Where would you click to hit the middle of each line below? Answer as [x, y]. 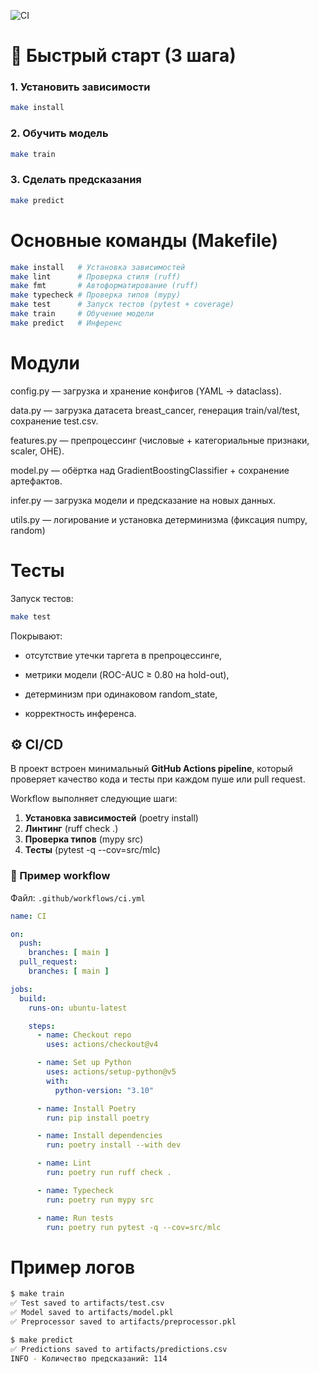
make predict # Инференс [66, 323]
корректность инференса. [80, 713]
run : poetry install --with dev [114, 1145]
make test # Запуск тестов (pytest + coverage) [122, 305]
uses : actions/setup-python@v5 [111, 1072]
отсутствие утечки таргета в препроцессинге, [123, 655]
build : [33, 998]
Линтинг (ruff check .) [71, 829]
